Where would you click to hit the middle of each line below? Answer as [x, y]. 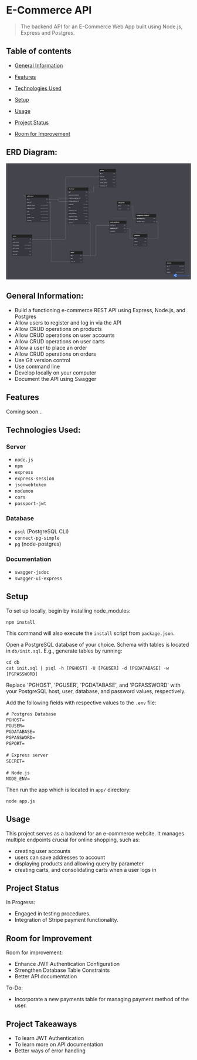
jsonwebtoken [30, 485]
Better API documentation [46, 977]
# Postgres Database [31, 714]
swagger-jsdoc [32, 572]
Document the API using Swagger [55, 379]
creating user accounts [43, 851]
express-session [34, 479]
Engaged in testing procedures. [52, 914]
